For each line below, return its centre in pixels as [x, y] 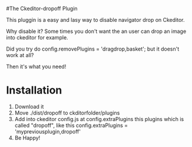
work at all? [20, 55]
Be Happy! [27, 138]
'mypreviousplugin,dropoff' [48, 131]
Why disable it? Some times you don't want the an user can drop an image [96, 31]
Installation [34, 90]
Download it [29, 106]
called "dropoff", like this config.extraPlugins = [71, 125]
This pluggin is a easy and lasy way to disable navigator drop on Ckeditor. [95, 20]
